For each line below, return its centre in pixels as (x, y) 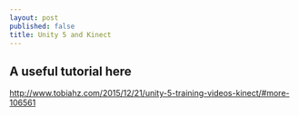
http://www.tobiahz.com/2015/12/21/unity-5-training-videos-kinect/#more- (149, 93)
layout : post (34, 18)
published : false (42, 26)
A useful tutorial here (70, 71)
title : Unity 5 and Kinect (60, 34)
